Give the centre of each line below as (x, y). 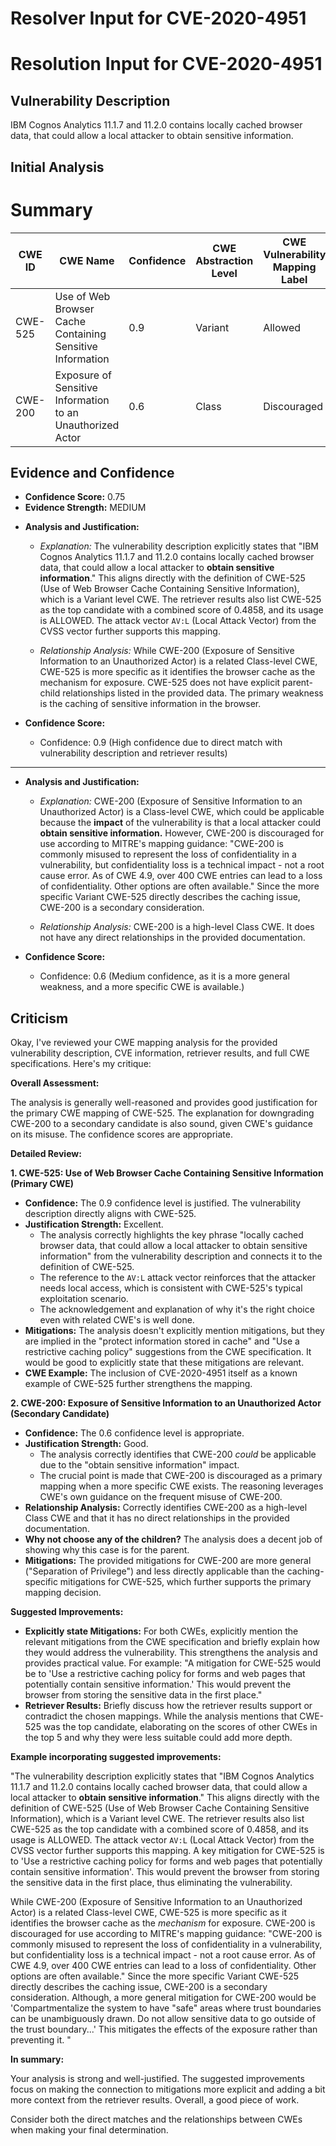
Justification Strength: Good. (86, 1444)
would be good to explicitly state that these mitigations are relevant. (164, 1363)
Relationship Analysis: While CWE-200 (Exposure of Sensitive (167, 651)
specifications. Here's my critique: (81, 1064)
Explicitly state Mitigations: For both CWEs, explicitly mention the (161, 1631)
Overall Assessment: (55, 1083)
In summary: (37, 2059)
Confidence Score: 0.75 (75, 497)
